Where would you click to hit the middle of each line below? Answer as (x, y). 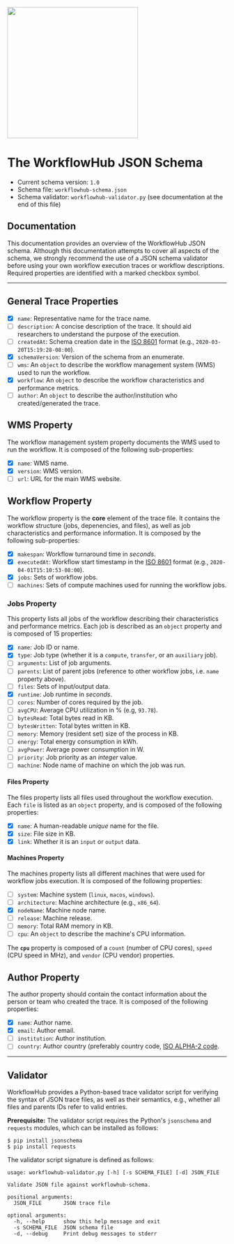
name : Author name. (45, 1023)
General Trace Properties (63, 302)
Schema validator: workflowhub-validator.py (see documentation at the (120, 196)
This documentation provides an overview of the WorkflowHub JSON (106, 243)
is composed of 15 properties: (50, 634)
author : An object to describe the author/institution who (97, 395)
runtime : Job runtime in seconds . (65, 694)
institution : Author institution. (62, 1038)
